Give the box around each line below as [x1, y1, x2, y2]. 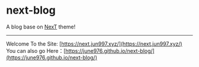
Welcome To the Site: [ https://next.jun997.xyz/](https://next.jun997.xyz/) [6, 40, 182, 47]
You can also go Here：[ [6, 47, 66, 54]
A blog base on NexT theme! [6, 23, 76, 30]
